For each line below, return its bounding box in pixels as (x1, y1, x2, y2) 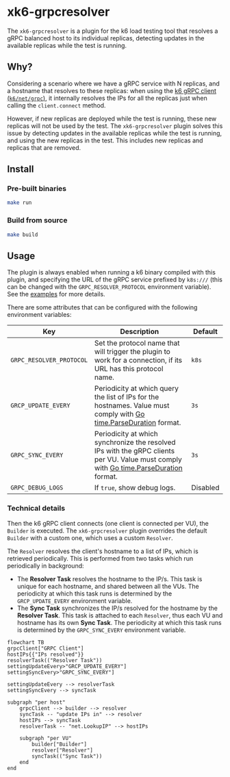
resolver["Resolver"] (31, 747, 94, 754)
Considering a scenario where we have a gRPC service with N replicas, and (7, 79, 220, 88)
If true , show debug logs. (94, 483, 176, 493)
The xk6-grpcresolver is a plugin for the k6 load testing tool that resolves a (7, 27, 218, 35)
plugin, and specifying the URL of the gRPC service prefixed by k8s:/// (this (7, 275, 222, 284)
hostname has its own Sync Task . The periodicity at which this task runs (16, 618, 222, 626)
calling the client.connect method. (7, 101, 106, 110)
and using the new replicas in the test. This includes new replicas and (7, 136, 203, 144)
